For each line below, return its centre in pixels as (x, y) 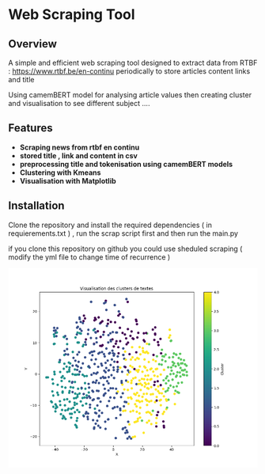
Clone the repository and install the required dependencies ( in (110, 225)
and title (21, 80)
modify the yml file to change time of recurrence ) (89, 257)
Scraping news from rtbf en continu (79, 147)
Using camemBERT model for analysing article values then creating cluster (130, 95)
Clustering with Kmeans (60, 173)
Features (30, 128)
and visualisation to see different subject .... (79, 103)
